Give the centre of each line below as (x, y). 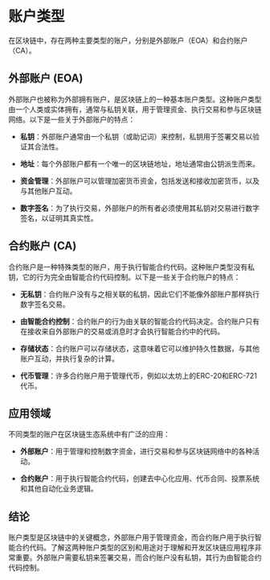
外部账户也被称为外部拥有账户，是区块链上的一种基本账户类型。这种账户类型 (135, 99)
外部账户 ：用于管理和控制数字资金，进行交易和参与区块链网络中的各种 (136, 451)
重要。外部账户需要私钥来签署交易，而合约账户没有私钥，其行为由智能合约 (138, 557)
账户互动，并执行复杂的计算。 (69, 358)
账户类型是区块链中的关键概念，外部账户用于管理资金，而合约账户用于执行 (131, 537)
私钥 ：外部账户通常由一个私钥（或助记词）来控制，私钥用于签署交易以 (136, 136)
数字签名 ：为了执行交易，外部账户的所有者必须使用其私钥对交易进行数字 (139, 208)
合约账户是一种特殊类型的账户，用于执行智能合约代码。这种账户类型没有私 (131, 267)
